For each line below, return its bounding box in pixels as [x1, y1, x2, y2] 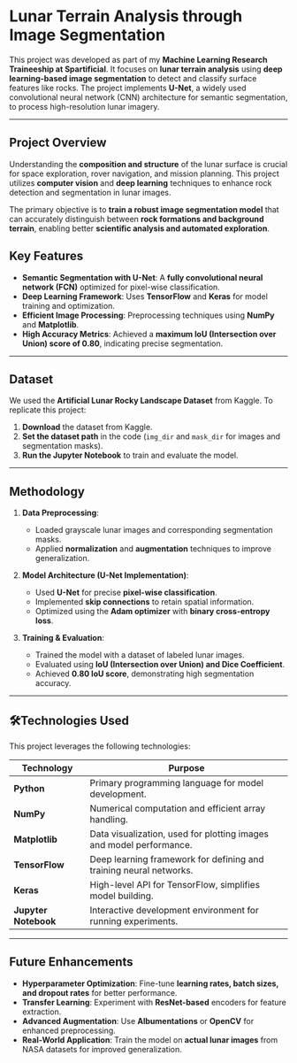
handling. [89, 813, 128, 825]
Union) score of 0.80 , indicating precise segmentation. [21, 338, 224, 349]
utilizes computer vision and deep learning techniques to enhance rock [9, 177, 272, 188]
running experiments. [89, 915, 179, 927]
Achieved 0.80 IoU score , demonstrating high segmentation [34, 668, 255, 679]
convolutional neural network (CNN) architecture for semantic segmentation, [9, 91, 288, 103]
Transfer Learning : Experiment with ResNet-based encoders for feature [21, 997, 287, 1007]
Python [13, 782, 45, 794]
